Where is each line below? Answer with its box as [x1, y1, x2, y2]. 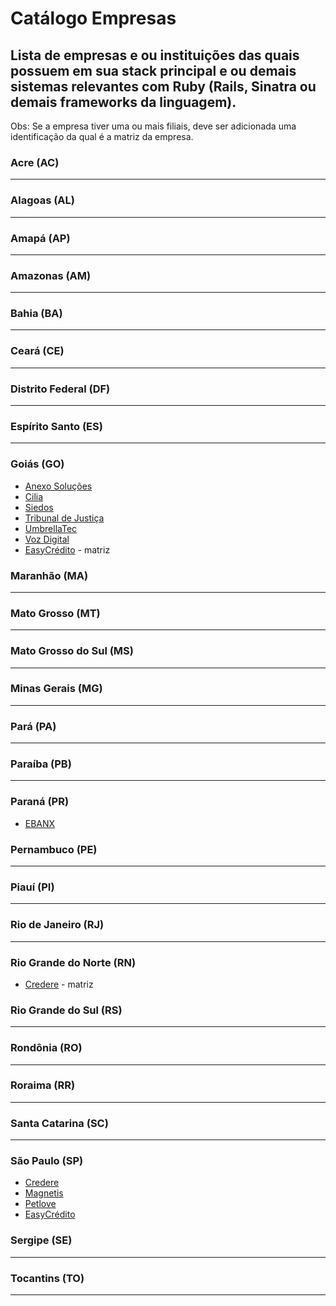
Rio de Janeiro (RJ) [10, 918, 105, 932]
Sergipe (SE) [10, 1233, 73, 1247]
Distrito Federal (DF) [10, 382, 111, 396]
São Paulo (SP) [10, 1154, 84, 1168]
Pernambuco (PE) [10, 842, 98, 856]
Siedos [24, 501, 54, 513]
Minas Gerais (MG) [10, 682, 103, 696]
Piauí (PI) [10, 880, 55, 894]
